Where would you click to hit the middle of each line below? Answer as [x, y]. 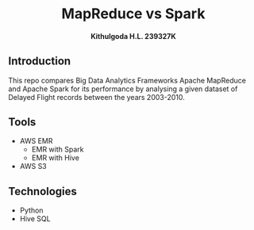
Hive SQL [35, 219]
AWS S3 [33, 167]
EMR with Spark [58, 149]
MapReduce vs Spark [133, 14]
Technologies [43, 191]
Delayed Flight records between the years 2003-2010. [96, 97]
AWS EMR [36, 141]
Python [31, 210]
